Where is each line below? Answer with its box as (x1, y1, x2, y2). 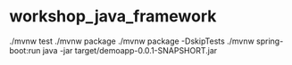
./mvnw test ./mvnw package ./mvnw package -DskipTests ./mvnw (9, 36, 254, 46)
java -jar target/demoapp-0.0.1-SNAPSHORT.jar (42, 45, 218, 55)
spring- (255, 36, 284, 46)
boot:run (9, 45, 41, 55)
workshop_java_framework (9, 6, 217, 27)
